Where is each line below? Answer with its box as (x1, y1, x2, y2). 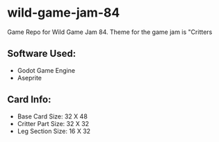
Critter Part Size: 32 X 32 (17, 119, 89, 127)
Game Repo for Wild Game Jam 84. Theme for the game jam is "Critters (7, 28, 213, 36)
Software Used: (7, 48, 76, 60)
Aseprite (17, 73, 42, 82)
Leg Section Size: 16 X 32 (17, 127, 91, 135)
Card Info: (7, 94, 51, 105)
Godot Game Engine (17, 66, 75, 74)
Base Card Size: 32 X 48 (17, 112, 88, 121)
